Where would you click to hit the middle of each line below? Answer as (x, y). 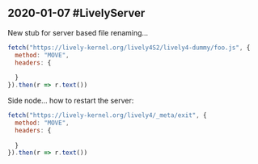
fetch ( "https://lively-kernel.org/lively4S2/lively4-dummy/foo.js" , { (129, 48)
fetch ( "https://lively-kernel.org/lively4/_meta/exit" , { (107, 116)
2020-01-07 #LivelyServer (76, 13)
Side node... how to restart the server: (71, 101)
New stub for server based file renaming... (78, 32)
